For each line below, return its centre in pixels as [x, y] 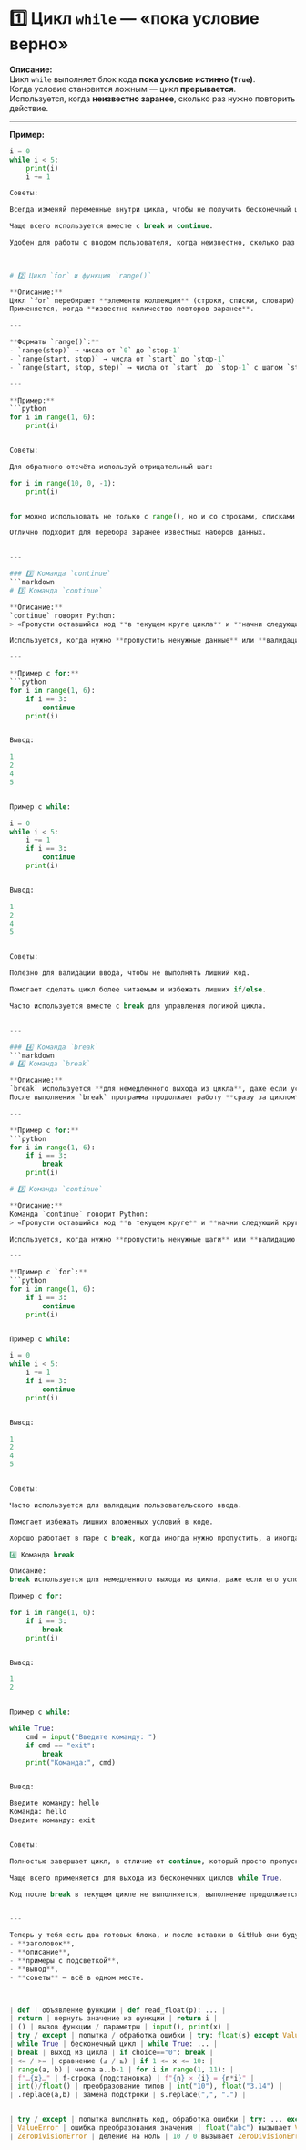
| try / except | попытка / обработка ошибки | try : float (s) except [144, 2036]
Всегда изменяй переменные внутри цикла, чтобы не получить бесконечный [150, 210]
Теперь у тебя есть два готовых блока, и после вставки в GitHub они [144, 1935]
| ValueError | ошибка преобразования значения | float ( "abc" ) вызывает [150, 2128]
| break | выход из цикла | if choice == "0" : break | [112, 2052]
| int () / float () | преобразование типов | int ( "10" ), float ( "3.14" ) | [146, 2087]
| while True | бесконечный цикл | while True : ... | [114, 2044]
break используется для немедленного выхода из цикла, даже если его [144, 1580]
